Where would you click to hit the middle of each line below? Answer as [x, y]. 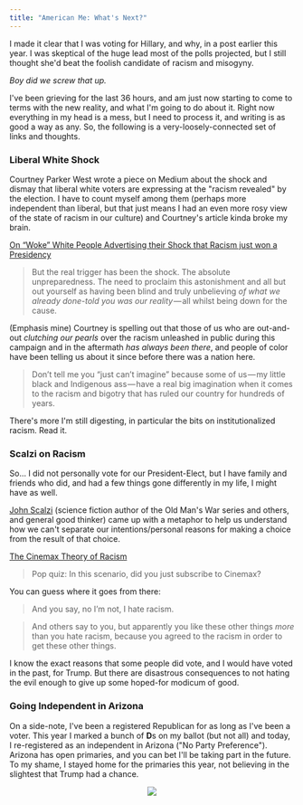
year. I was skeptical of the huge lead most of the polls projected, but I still [148, 53]
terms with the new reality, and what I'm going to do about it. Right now [142, 107]
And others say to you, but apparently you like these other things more [163, 627]
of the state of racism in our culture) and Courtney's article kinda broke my [148, 217]
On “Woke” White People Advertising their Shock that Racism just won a [143, 244]
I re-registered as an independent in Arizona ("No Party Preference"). [139, 745]
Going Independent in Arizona [76, 706]
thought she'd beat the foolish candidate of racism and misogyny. [132, 62]
